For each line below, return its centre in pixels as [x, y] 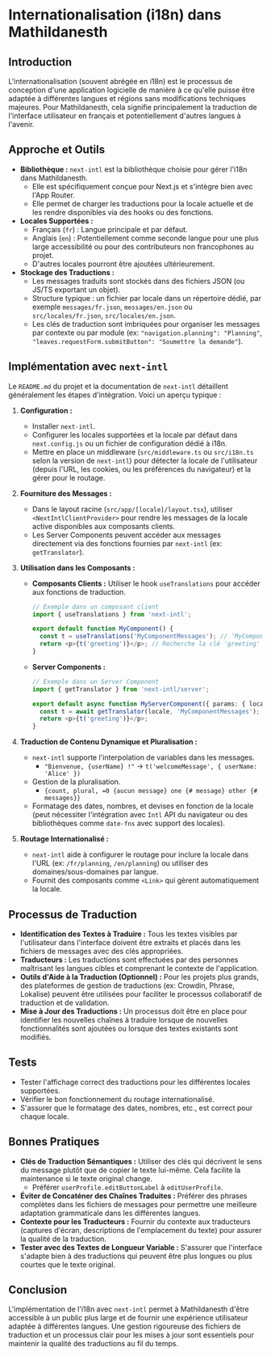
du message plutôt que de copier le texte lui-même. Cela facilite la [130, 1170]
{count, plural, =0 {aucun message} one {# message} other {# [151, 791]
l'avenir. [21, 124]
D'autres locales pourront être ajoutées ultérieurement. [123, 264]
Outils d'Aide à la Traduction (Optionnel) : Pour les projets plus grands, [140, 977]
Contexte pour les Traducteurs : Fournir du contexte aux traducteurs [135, 1221]
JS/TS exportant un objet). [76, 290]
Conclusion [38, 1289]
